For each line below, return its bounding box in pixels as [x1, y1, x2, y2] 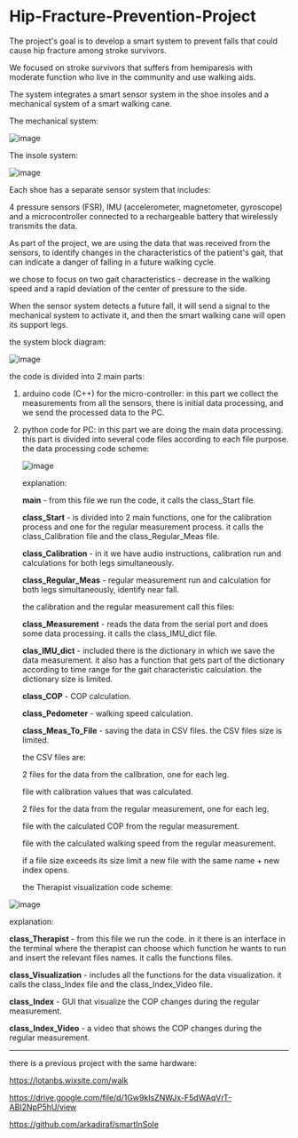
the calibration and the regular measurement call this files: [21, 601, 235, 612]
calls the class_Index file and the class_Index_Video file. [9, 979, 213, 990]
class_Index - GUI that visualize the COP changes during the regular [9, 996, 260, 1007]
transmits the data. [9, 220, 78, 231]
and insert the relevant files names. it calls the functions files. [9, 952, 233, 963]
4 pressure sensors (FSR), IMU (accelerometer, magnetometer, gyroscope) [9, 202, 283, 212]
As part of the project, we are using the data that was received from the [9, 237, 271, 248]
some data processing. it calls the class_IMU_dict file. [21, 628, 217, 639]
